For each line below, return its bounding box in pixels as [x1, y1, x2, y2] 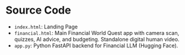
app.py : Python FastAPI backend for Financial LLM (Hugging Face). [14, 42, 178, 49]
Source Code [5, 4, 71, 17]
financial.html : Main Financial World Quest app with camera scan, [14, 29, 180, 36]
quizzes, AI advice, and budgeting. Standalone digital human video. [14, 35, 180, 43]
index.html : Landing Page [14, 23, 78, 30]
